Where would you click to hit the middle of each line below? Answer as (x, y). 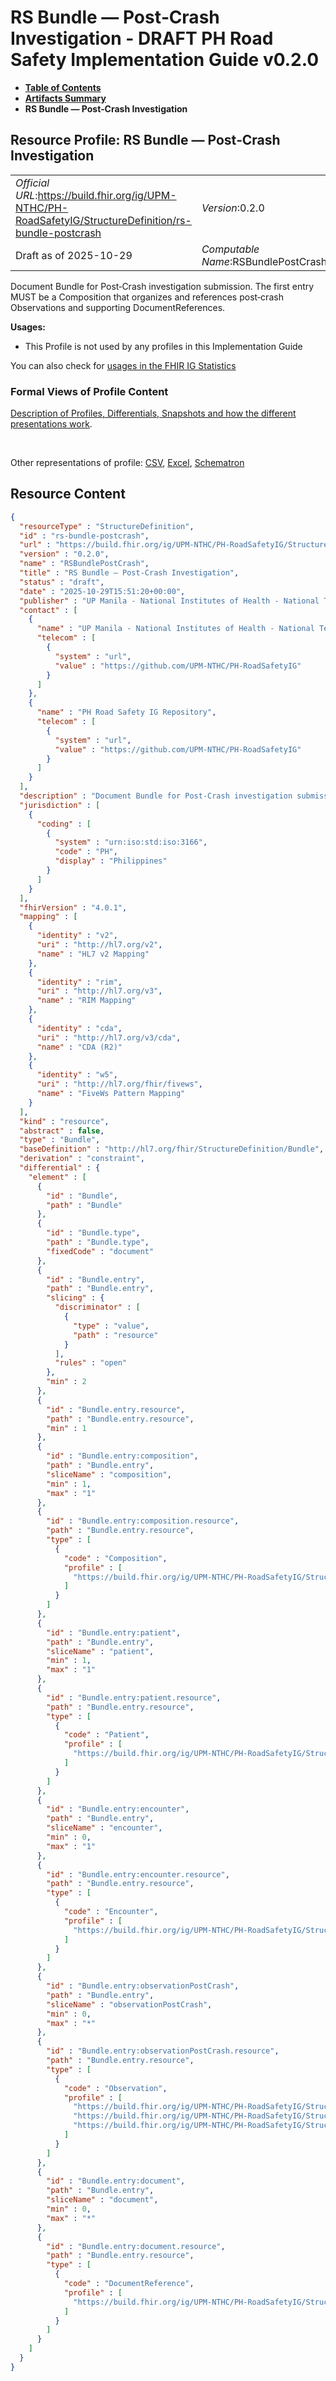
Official (32, 183)
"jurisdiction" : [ (60, 805)
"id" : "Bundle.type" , (93, 1233)
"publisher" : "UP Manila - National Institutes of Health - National (169, 601)
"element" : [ (57, 1177)
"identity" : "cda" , (79, 1028)
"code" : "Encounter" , (111, 1912)
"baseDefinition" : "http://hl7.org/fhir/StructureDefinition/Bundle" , (172, 1149)
